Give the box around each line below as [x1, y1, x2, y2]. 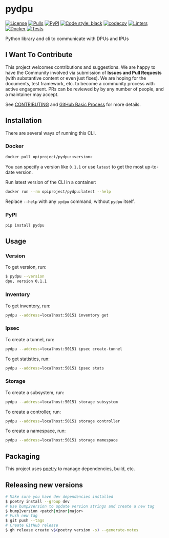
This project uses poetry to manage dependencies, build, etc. [5, 466, 135, 472]
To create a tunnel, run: [5, 336, 55, 342]
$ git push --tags [5, 518, 45, 523]
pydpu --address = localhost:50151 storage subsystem [5, 399, 118, 404]
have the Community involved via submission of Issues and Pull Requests [5, 69, 162, 76]
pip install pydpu [5, 222, 45, 228]
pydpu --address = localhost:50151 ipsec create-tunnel [5, 346, 123, 351]
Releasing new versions [5, 480, 83, 489]
